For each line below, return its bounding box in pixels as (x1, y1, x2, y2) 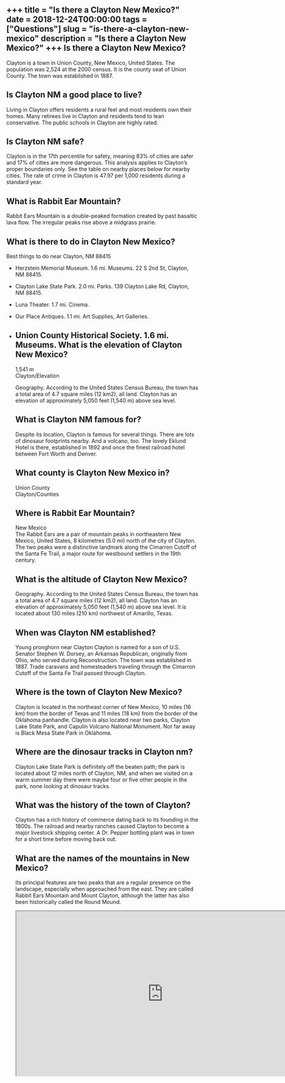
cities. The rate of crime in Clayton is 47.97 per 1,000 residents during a (6, 172, 186, 179)
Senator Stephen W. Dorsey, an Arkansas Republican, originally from (15, 650, 188, 657)
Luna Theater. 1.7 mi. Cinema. (15, 301, 90, 308)
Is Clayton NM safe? (6, 136, 84, 147)
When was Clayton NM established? (15, 627, 157, 638)
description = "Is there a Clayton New (40, 34, 187, 44)
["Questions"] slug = (6, 24, 87, 34)
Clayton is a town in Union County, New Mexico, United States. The (6, 59, 175, 66)
